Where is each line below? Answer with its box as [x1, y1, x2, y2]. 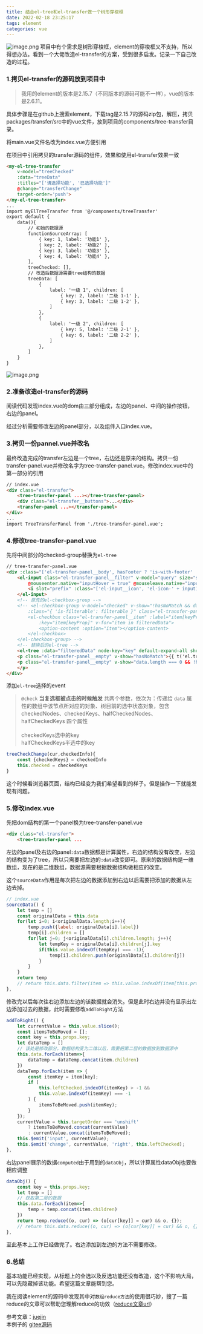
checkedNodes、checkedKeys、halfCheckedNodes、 [21, 710, 156, 718]
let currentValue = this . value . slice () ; [17, 1023, 120, 1029]
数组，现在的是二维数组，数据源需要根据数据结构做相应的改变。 [6, 863, 165, 871]
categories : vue [6, 25, 47, 32]
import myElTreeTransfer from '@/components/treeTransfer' [6, 208, 158, 214]
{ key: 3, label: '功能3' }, [38, 248, 111, 254]
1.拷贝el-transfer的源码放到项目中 [6, 75, 106, 84]
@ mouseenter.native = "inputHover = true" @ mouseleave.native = [28, 580, 185, 586]
